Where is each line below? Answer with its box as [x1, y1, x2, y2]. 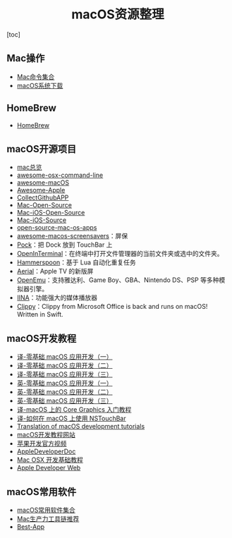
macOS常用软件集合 [16, 506, 75, 514]
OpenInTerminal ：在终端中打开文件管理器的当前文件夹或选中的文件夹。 [16, 250, 224, 258]
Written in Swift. [16, 310, 64, 319]
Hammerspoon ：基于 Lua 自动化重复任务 [16, 258, 136, 267]
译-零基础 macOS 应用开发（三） [16, 370, 113, 379]
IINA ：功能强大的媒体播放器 [16, 293, 98, 302]
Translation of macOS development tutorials [16, 422, 145, 431]
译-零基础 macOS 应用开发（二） [16, 361, 113, 370]
